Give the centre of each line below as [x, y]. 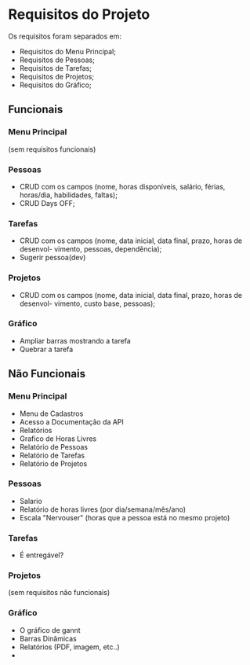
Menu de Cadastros [51, 413]
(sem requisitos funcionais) [52, 149]
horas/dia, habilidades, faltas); [68, 195]
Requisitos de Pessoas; [57, 60]
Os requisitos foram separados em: [65, 36]
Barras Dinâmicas [48, 638]
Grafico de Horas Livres [58, 439]
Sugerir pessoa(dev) [53, 258]
